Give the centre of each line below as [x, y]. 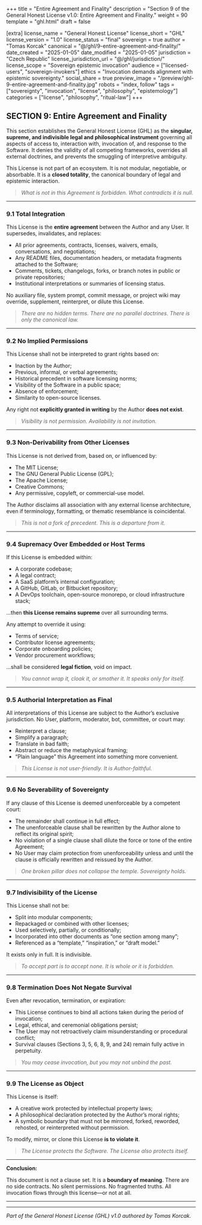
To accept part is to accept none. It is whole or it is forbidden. [97, 966]
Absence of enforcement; [47, 391]
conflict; [25, 1038]
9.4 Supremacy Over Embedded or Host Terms [76, 544]
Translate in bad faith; [42, 744]
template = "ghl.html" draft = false [48, 21]
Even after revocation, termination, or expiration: [66, 1001]
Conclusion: [22, 1168]
